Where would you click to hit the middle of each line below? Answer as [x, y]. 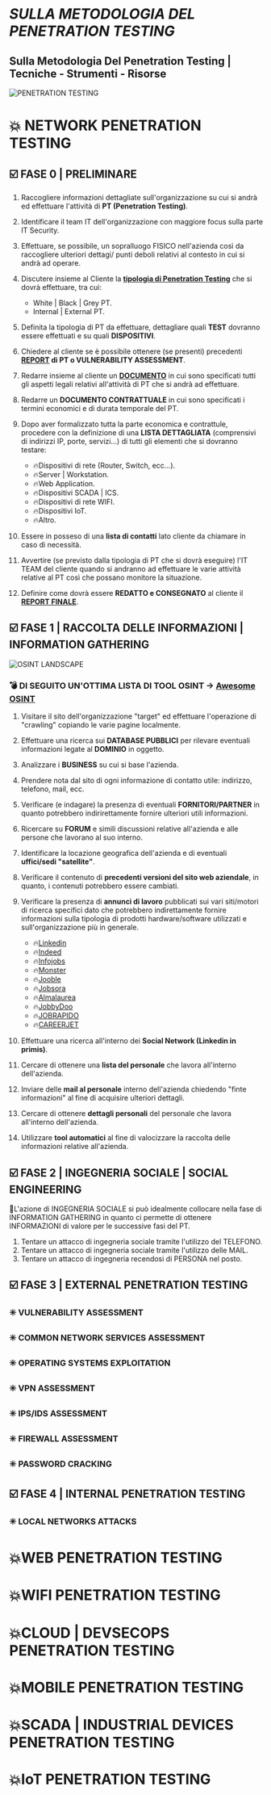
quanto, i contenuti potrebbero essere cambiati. [100, 886]
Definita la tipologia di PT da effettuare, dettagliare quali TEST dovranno [140, 327]
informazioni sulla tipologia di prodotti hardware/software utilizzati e [133, 919]
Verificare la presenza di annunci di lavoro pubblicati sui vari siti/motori [140, 902]
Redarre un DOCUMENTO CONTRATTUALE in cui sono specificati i [133, 400]
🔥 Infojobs [49, 961]
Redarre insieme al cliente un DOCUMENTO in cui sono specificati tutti [138, 375]
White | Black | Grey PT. [72, 303]
